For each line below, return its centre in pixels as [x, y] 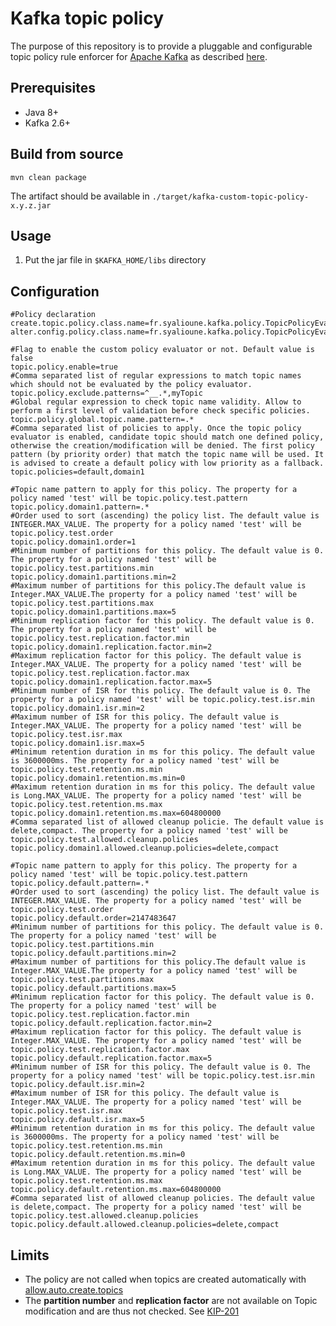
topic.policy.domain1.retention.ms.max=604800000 [116, 813]
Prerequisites [53, 88]
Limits [30, 1255]
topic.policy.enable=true [64, 367]
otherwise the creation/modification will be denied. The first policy [162, 446]
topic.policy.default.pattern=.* [80, 883]
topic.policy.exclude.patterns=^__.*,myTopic [106, 393]
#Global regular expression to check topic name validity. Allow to [156, 402]
